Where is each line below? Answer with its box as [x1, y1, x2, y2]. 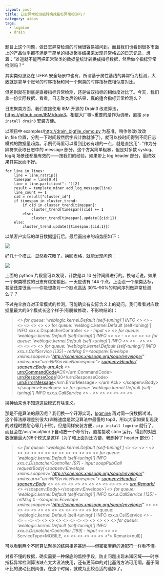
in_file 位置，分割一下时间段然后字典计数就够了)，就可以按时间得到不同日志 [5, 134, 157, 140]
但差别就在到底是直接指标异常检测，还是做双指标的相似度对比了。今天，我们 [5, 89, 159, 95]
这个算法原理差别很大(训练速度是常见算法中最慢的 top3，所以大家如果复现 [5, 417, 154, 422]
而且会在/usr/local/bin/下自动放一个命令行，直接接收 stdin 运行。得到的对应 [5, 429, 157, 434]
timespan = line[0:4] [14, 177, 58, 182]
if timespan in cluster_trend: [14, 199, 78, 203]
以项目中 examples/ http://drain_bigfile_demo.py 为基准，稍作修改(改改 [5, 128, 146, 134]
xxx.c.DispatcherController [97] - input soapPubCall [17, 460, 122, 466]
